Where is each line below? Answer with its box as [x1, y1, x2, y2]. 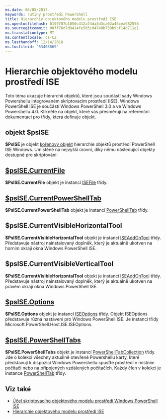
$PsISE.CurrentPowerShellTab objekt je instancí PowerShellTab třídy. [5, 207, 149, 213]
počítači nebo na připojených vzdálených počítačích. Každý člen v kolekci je [5, 365, 162, 371]
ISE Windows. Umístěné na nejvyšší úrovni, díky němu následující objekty [5, 147, 156, 153]
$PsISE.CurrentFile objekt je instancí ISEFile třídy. [5, 179, 108, 185]
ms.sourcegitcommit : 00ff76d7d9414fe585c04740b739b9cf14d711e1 [5, 26, 139, 31]
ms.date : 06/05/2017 [5, 7, 48, 12]
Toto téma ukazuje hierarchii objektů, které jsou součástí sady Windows [5, 92, 153, 98]
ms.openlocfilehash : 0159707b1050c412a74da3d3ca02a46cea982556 [5, 21, 139, 26]
